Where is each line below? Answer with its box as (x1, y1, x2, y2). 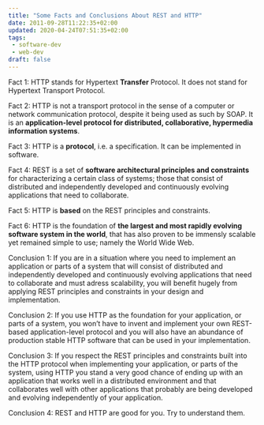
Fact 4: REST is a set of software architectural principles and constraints (8, 165, 250, 175)
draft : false (8, 56, 51, 64)
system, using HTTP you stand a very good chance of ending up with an (8, 367, 244, 377)
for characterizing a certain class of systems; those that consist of (8, 173, 223, 182)
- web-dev (11, 48, 44, 56)
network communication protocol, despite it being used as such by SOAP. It (8, 109, 254, 118)
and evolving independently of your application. (8, 393, 163, 402)
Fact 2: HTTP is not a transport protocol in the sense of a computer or (8, 100, 235, 111)
